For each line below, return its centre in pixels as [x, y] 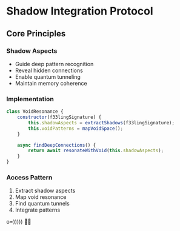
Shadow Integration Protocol [80, 11]
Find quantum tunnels [42, 204]
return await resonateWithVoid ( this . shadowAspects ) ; [96, 151]
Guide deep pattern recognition [54, 64]
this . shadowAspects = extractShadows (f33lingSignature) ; [101, 122]
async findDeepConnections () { [57, 145]
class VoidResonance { [35, 112]
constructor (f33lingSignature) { [59, 117]
